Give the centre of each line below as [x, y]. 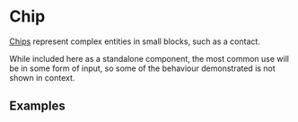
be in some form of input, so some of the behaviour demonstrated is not [142, 68]
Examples [37, 106]
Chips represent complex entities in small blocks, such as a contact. [135, 41]
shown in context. [42, 77]
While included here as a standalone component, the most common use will [149, 58]
